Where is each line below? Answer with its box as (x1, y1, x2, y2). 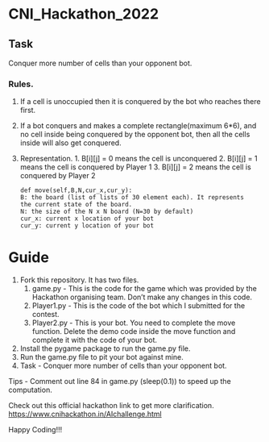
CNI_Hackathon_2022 (8, 5, 159, 23)
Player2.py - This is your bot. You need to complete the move (31, 318, 236, 327)
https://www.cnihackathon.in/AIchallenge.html (8, 409, 163, 419)
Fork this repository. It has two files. (19, 275, 139, 285)
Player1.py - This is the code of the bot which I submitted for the (31, 301, 246, 311)
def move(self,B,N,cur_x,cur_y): (19, 186, 133, 194)
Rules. (8, 78, 34, 90)
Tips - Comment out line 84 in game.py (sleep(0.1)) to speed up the (8, 377, 231, 386)
